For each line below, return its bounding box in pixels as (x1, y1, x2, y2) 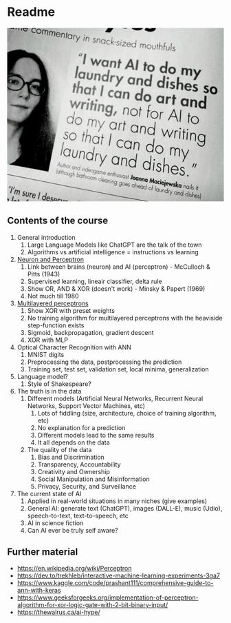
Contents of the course (7, 215, 109, 227)
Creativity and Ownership (37, 467, 110, 476)
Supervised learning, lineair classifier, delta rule (27, 277, 163, 285)
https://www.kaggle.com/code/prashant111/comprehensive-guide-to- (16, 579, 214, 587)
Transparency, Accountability (37, 460, 121, 469)
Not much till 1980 (27, 292, 79, 300)
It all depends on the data (37, 438, 110, 447)
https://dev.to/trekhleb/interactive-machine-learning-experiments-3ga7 (16, 571, 220, 580)
